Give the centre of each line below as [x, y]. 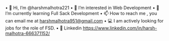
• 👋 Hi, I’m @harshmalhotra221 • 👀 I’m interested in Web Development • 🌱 [82, 8]
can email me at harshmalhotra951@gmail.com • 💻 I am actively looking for [84, 21]
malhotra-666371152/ [28, 33]
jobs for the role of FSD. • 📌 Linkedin [44, 28]
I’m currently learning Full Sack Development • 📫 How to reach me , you [81, 13]
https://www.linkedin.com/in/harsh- [120, 28]
